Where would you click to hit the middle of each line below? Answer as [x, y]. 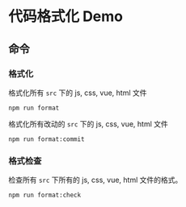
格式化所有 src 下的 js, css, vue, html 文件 [78, 93]
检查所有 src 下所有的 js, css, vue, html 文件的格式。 [95, 180]
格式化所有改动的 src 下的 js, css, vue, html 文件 [88, 124]
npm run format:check [45, 195]
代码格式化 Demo [66, 17]
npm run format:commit [46, 139]
